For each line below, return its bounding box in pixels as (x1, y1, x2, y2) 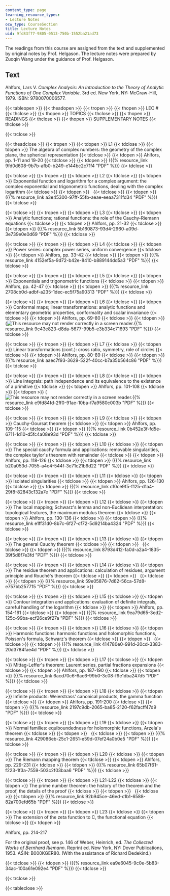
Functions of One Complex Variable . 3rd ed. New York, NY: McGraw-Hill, (5, 90, 157, 96)
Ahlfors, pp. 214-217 (5, 829, 47, 835)
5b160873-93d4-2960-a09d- (77, 225, 139, 232)
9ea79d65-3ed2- (126, 610, 163, 616)
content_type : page (5, 7, 47, 13)
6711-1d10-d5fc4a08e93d (5, 431, 59, 437)
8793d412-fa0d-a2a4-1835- (101, 546, 161, 552)
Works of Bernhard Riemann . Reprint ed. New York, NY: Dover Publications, (5, 845, 163, 851)
